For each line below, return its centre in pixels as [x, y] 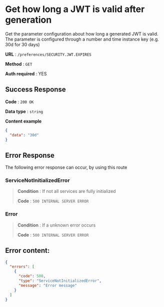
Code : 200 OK [19, 101]
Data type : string [24, 111]
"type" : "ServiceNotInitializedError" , [60, 281]
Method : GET [19, 64]
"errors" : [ [22, 267]
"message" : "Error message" [48, 285]
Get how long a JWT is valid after [75, 9]
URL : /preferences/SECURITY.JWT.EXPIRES [48, 54]
